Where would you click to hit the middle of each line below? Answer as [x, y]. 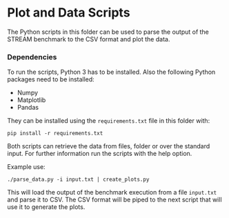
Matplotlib [31, 100]
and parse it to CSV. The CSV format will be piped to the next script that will [114, 200]
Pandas [28, 108]
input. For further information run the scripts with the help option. [100, 154]
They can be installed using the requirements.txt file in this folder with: [109, 121]
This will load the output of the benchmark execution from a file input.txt [112, 192]
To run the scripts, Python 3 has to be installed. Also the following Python [111, 72]
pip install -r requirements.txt [55, 133]
